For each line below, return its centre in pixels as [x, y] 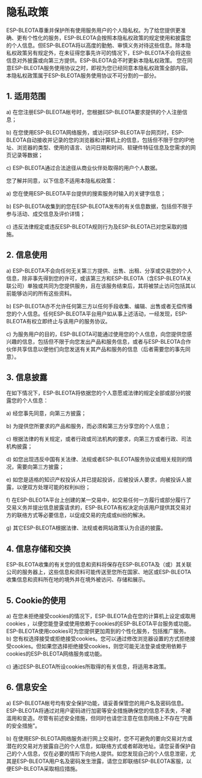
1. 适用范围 [26, 96]
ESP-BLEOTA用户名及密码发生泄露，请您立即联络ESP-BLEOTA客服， [101, 761]
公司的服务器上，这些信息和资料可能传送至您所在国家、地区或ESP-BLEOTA [99, 572]
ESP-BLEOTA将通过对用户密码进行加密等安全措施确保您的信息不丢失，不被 [99, 710]
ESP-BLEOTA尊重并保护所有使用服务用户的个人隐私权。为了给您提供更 [93, 30]
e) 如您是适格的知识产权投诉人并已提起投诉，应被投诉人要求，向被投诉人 [96, 479]
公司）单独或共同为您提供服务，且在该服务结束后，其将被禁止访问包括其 [101, 286]
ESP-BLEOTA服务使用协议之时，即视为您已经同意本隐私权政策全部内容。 [101, 68]
